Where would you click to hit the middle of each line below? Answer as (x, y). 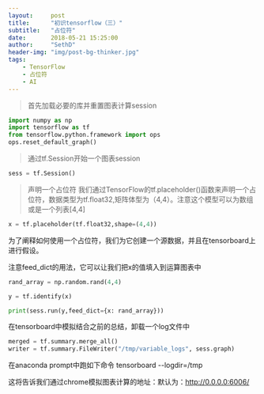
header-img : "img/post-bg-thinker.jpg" (74, 52)
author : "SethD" (42, 45)
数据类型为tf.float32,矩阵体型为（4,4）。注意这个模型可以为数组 (151, 199)
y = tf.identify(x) (40, 296)
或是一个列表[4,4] (56, 209)
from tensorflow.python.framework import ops (84, 135)
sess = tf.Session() (42, 173)
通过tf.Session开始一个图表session (84, 158)
